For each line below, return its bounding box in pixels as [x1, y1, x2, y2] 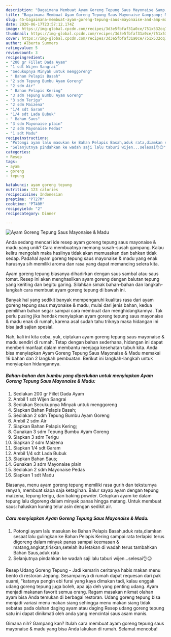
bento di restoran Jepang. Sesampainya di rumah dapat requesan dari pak [6, 573, 161, 579]
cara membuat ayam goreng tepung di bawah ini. [23, 287, 126, 293]
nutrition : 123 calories [6, 187, 58, 193]
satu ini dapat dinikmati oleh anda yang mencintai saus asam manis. [6, 611, 148, 617]
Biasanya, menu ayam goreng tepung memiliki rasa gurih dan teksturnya [6, 482, 157, 488]
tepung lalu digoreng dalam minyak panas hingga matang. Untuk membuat [6, 498, 162, 505]
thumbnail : [6, 31, 29, 36]
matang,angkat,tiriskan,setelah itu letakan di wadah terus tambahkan [13, 544, 157, 550]
